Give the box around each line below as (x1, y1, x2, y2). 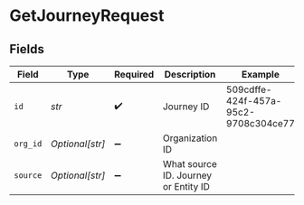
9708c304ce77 (225, 117, 296, 129)
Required (114, 69, 155, 80)
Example (241, 69, 280, 80)
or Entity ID (162, 181, 211, 192)
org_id (14, 139, 43, 149)
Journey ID (162, 100, 210, 113)
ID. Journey (162, 169, 213, 182)
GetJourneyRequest (9, 5, 165, 26)
